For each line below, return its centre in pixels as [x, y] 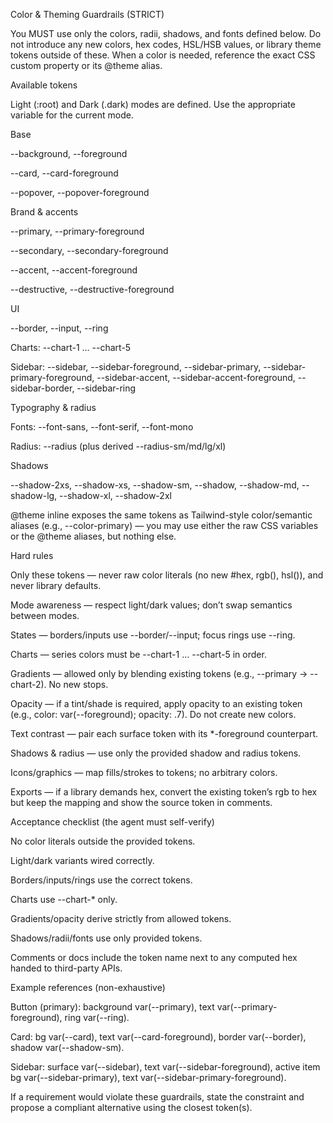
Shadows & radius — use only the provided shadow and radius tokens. [156, 753]
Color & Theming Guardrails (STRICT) [87, 14]
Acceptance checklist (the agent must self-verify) [112, 822]
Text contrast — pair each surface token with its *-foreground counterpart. [164, 733]
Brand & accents [44, 212]
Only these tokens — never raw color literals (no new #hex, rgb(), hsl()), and [167, 575]
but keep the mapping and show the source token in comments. [141, 802]
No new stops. [78, 684]
